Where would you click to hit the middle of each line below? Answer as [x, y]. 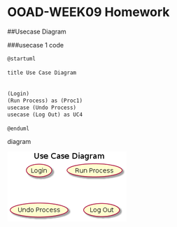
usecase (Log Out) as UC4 [45, 115]
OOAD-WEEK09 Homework [88, 12]
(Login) [19, 94]
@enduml [19, 129]
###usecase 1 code [36, 45]
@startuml [22, 59]
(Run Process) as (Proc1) [45, 101]
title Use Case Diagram [42, 73]
